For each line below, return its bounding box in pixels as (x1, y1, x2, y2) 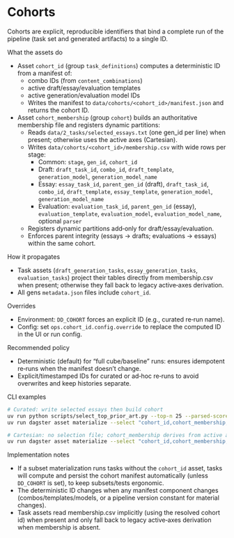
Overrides (7, 301, 36, 310)
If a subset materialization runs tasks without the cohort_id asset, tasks (17, 464, 223, 473)
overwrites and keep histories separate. (17, 379, 132, 387)
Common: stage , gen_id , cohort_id (38, 157, 138, 166)
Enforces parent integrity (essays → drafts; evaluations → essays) (27, 231, 217, 240)
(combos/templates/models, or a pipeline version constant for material (17, 493, 219, 502)
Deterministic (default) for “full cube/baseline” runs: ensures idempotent (17, 356, 225, 365)
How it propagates (7, 252, 61, 261)
